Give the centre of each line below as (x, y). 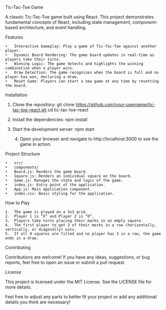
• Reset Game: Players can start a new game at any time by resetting (82, 81)
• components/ (22, 167)
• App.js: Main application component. (49, 189)
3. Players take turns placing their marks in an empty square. (74, 221)
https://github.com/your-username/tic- (115, 105)
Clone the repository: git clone (43, 105)
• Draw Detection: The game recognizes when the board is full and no (82, 72)
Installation (16, 95)
